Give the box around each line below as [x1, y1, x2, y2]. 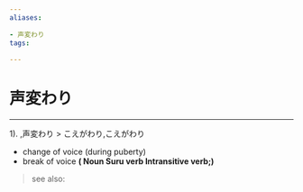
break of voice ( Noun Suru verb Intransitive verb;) [22, 156, 215, 167]
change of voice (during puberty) [22, 146, 147, 158]
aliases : [9, 13, 42, 23]
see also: [31, 173, 66, 185]
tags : [9, 38, 30, 48]
